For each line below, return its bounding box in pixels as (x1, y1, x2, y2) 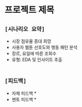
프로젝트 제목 (4, 4, 55, 16)
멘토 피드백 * (11, 96, 37, 102)
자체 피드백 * (11, 90, 37, 96)
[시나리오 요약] (4, 26, 45, 32)
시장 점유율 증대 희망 (11, 38, 52, 44)
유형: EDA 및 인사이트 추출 (11, 57, 62, 62)
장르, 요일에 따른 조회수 (11, 51, 57, 56)
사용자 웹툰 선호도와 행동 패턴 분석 (11, 45, 78, 50)
